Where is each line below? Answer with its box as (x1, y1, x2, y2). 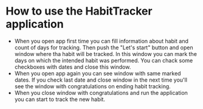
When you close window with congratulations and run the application (14, 89, 188, 96)
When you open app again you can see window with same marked (14, 69, 181, 77)
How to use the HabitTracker (5, 4, 153, 18)
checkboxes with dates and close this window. (14, 63, 131, 71)
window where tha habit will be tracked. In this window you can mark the (14, 50, 197, 57)
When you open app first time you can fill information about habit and (14, 37, 189, 44)
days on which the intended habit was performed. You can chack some (14, 57, 193, 64)
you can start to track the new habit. (14, 96, 106, 103)
